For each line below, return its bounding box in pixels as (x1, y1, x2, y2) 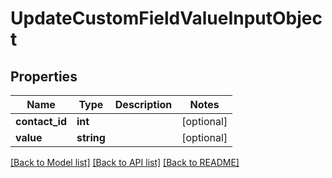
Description (114, 98, 173, 111)
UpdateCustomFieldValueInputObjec (10, 7, 323, 30)
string (76, 131, 106, 144)
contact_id (15, 115, 67, 128)
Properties (10, 68, 78, 85)
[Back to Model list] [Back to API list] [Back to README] (10, 157, 240, 168)
